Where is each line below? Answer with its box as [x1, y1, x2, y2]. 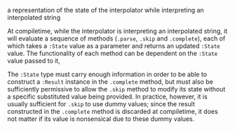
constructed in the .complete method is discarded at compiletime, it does [7, 108, 219, 115]
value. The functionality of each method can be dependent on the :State [7, 49, 218, 57]
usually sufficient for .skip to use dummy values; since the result [7, 100, 195, 108]
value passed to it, [7, 57, 61, 65]
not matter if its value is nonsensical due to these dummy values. [7, 115, 195, 123]
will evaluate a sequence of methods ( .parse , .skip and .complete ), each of [7, 34, 226, 43]
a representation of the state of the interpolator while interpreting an [7, 6, 205, 14]
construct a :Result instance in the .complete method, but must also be [7, 78, 214, 86]
